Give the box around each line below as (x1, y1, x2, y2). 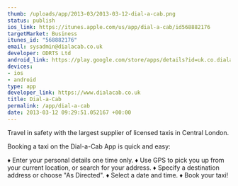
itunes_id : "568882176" (7, 37, 78, 44)
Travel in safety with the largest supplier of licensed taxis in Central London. (7, 128, 229, 136)
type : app (7, 83, 37, 90)
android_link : (7, 57, 50, 64)
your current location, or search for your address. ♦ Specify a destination (7, 163, 220, 172)
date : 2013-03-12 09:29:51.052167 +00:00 (7, 109, 132, 116)
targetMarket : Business (7, 30, 78, 37)
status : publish (7, 17, 55, 24)
